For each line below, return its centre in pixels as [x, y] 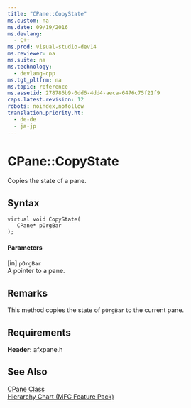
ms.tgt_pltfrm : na [34, 80]
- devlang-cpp [34, 73]
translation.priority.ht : [45, 113]
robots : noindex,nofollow [45, 106]
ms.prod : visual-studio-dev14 [52, 47]
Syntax [23, 203]
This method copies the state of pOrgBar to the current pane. [96, 310]
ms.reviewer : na [31, 54]
